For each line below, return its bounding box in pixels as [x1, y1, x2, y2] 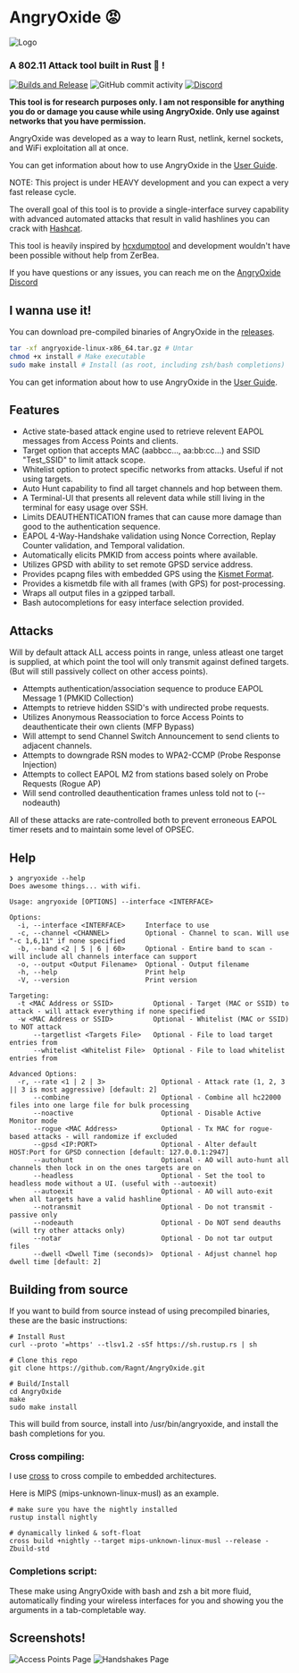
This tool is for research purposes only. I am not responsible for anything [9, 97, 285, 107]
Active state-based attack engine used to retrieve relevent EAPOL [21, 426, 264, 437]
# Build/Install [9, 1379, 70, 1389]
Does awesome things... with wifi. [9, 882, 142, 891]
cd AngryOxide [9, 1387, 62, 1396]
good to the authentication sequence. [21, 522, 161, 532]
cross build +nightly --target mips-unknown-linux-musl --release [9, 1537, 262, 1546]
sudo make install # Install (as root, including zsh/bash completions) [9, 361, 286, 369]
